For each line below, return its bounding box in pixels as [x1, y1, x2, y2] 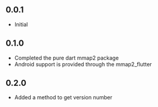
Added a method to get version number [14, 94, 113, 101]
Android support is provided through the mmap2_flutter [14, 60, 152, 68]
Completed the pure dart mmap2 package [14, 54, 119, 61]
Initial [14, 20, 28, 28]
